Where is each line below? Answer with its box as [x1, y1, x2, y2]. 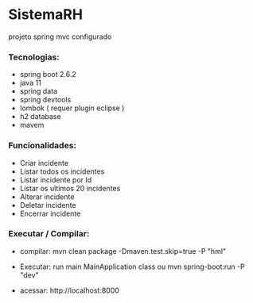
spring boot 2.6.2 [19, 70, 77, 79]
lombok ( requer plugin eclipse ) [19, 103, 125, 113]
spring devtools [19, 95, 72, 105]
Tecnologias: [8, 52, 60, 63]
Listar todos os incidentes [19, 167, 105, 176]
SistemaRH [8, 6, 84, 24]
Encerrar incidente [19, 209, 81, 218]
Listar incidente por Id [19, 175, 92, 184]
